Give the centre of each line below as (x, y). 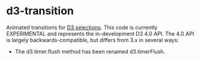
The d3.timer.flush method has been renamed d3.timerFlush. (90, 51)
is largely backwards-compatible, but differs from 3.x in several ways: (92, 40)
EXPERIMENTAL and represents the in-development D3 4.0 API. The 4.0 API (100, 33)
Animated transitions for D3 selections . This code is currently (82, 27)
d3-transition (40, 11)
